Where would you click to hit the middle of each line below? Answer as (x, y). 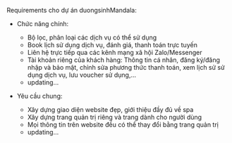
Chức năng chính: (43, 24)
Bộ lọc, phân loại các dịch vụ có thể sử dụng (92, 37)
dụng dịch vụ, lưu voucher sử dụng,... (82, 75)
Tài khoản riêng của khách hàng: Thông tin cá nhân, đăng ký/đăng (123, 60)
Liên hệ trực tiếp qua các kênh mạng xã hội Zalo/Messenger (115, 52)
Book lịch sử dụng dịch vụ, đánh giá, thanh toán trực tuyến (112, 45)
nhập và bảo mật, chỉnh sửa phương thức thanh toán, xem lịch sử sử (126, 67)
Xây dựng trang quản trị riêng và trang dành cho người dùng (115, 117)
